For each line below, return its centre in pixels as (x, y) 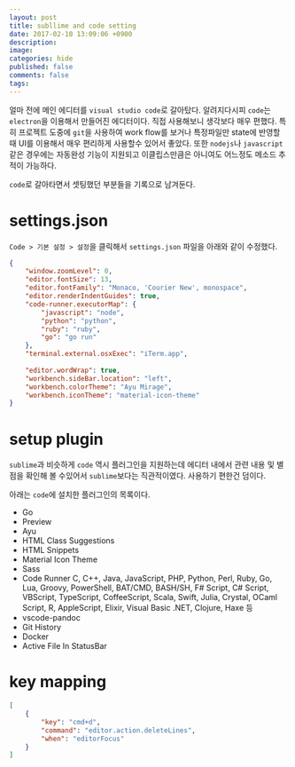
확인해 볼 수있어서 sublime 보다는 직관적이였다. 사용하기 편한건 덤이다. (146, 476)
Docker (35, 637)
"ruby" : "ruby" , (71, 329)
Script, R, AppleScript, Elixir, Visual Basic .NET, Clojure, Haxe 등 (138, 608)
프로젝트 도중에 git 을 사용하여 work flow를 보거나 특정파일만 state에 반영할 (149, 132)
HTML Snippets (50, 550)
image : (21, 51)
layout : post (33, 17)
